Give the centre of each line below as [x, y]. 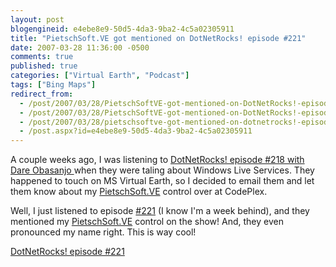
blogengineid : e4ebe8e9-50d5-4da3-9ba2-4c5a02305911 [122, 29]
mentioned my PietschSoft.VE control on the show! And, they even [147, 222]
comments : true [42, 57]
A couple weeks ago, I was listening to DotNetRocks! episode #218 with [157, 160]
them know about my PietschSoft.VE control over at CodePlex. [139, 192]
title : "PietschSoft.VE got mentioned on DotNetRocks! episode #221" [158, 38]
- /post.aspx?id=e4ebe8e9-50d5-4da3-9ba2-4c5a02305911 [136, 131]
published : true [44, 66]
